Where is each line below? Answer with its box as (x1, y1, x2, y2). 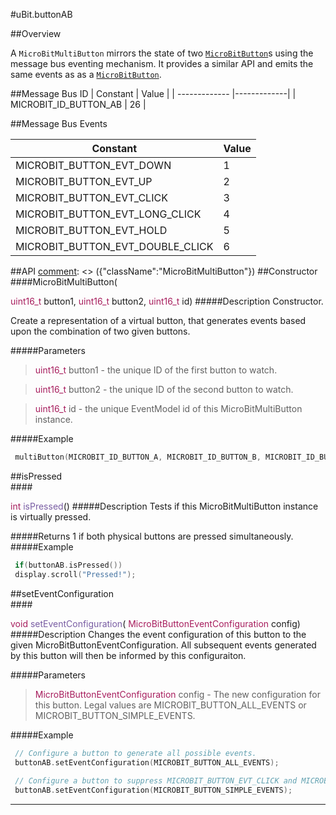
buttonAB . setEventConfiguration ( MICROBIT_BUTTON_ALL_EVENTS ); (14, 757, 280, 768)
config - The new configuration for (178, 688, 321, 700)
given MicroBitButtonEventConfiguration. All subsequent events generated (10, 639, 317, 651)
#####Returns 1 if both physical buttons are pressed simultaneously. (10, 530, 294, 542)
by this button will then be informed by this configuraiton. (10, 649, 247, 661)
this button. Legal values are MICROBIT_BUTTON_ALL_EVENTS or (34, 699, 307, 711)
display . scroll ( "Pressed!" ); (14, 569, 137, 579)
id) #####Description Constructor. (181, 295, 324, 307)
